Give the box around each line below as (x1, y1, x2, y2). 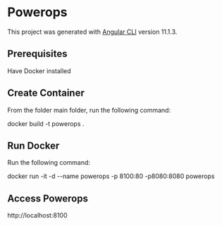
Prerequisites (7, 48, 68, 60)
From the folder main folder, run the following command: (7, 106, 171, 114)
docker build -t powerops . (7, 119, 85, 127)
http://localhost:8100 (7, 211, 68, 220)
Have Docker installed (7, 66, 72, 75)
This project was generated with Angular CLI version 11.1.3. (7, 27, 178, 36)
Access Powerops (7, 192, 88, 204)
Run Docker (7, 139, 60, 151)
